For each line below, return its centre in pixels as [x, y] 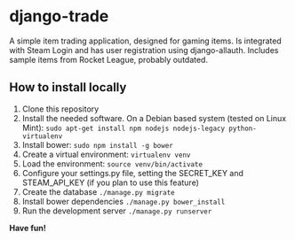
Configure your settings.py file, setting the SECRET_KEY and [133, 173]
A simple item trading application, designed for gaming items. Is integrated [145, 41]
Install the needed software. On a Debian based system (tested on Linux [154, 118]
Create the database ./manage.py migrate [98, 191]
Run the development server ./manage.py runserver [117, 211]
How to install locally [68, 87]
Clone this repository [60, 109]
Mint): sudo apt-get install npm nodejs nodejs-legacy [123, 128]
